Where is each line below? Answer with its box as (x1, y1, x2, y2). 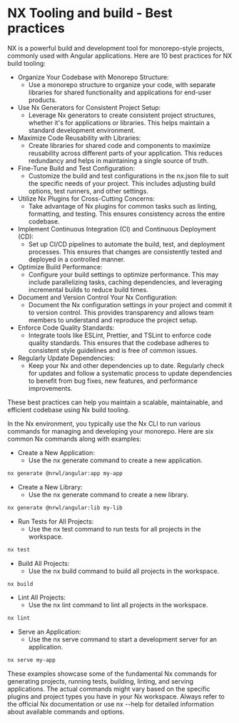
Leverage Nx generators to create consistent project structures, (28, 111, 216, 119)
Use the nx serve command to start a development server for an (28, 635, 218, 644)
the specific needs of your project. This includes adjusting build (28, 179, 216, 187)
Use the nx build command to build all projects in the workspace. (28, 567, 220, 575)
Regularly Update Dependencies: (17, 354, 116, 362)
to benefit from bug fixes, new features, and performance (28, 377, 198, 385)
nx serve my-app (7, 657, 56, 664)
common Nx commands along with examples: (7, 434, 141, 443)
